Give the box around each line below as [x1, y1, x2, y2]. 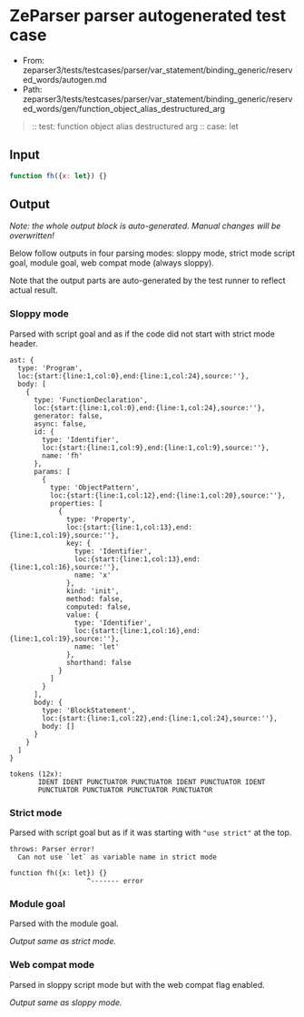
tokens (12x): [9, 770, 64, 779]
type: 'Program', [17, 363, 83, 373]
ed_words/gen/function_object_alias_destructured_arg [22, 103, 225, 114]
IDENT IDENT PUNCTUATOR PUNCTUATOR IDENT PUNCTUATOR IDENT [37, 777, 266, 787]
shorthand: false [66, 658, 132, 667]
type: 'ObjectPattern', [49, 483, 141, 492]
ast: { [9, 356, 34, 365]
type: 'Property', [66, 515, 136, 524]
